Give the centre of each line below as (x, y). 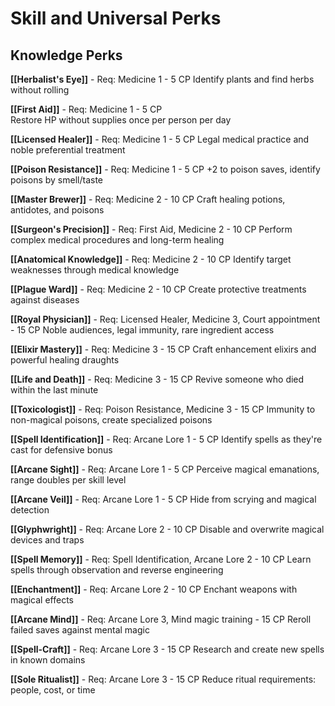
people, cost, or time (53, 690)
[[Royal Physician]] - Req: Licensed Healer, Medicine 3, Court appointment (165, 319)
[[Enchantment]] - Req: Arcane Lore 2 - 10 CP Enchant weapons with (154, 589)
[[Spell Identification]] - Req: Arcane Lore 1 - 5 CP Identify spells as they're (166, 439)
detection (30, 510)
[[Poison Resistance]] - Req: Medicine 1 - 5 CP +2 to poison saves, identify (165, 169)
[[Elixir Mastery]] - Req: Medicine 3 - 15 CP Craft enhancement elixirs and (163, 349)
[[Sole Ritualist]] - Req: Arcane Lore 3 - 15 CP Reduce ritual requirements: (163, 679)
